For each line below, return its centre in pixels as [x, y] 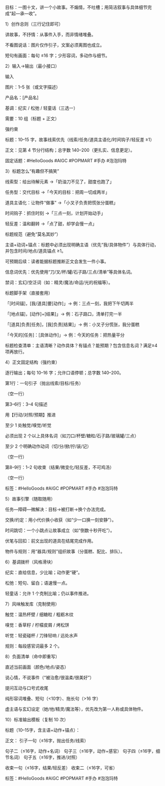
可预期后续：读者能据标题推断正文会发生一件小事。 [57, 261]
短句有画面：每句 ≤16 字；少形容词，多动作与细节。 [57, 55]
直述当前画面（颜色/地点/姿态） [37, 667]
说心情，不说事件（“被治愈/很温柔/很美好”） [50, 677]
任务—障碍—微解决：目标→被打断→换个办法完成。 [57, 509]
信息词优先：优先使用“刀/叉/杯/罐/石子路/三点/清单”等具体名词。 [70, 272]
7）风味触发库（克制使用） [32, 604]
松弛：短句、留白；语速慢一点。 [37, 583]
